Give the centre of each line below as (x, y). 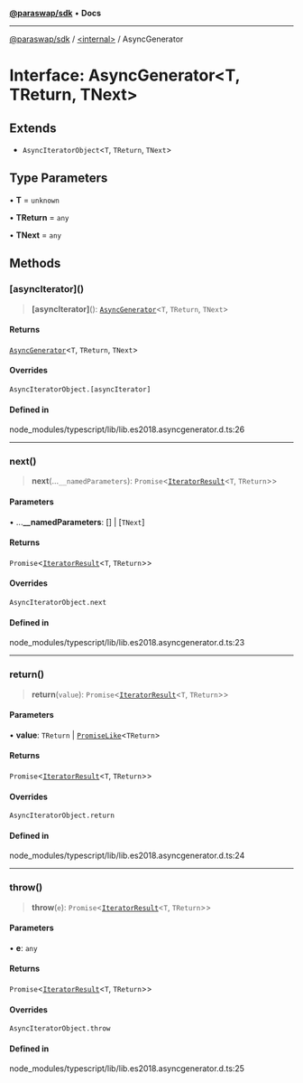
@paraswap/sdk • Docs (55, 13)
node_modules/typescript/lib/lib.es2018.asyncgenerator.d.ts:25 (127, 1069)
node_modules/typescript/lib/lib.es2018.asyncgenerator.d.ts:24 (127, 856)
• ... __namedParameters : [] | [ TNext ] (77, 522)
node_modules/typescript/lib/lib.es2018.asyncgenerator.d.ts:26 (127, 429)
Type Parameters (59, 179)
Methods (35, 264)
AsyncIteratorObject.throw (60, 1029)
